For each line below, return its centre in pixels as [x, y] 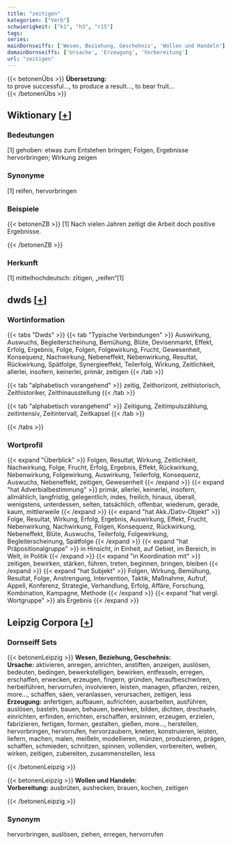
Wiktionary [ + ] [39, 115]
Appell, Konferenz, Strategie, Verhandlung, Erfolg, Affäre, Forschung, [106, 586]
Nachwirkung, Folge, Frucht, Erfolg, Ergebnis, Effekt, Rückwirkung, [103, 467]
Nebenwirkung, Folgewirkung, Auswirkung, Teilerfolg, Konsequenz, [104, 475]
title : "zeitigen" [34, 14]
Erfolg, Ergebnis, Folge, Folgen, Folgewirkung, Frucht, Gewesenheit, [104, 350]
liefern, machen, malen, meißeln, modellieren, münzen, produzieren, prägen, [116, 739]
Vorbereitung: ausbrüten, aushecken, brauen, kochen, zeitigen [98, 788]
